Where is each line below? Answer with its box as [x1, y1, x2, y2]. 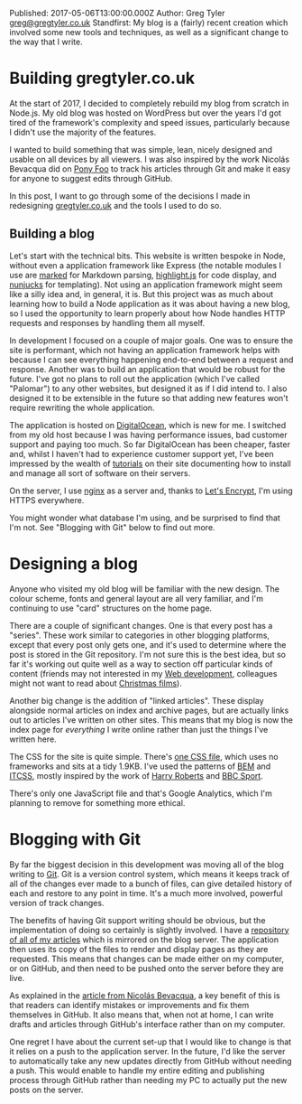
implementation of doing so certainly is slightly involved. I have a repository [9, 924, 290, 935]
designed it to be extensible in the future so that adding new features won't [9, 392, 288, 403]
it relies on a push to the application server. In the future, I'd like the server [9, 1045, 286, 1056]
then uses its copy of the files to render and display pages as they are [9, 943, 269, 954]
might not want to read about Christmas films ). [9, 678, 182, 688]
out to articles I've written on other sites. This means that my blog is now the [9, 714, 294, 725]
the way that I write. [9, 36, 83, 47]
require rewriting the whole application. [9, 402, 155, 413]
